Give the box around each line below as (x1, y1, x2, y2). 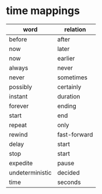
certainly (57, 83, 82, 91)
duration (57, 92, 80, 100)
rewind (9, 130, 28, 138)
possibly (9, 83, 32, 91)
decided (57, 168, 80, 176)
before (9, 35, 27, 43)
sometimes (57, 73, 87, 81)
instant (9, 92, 28, 100)
